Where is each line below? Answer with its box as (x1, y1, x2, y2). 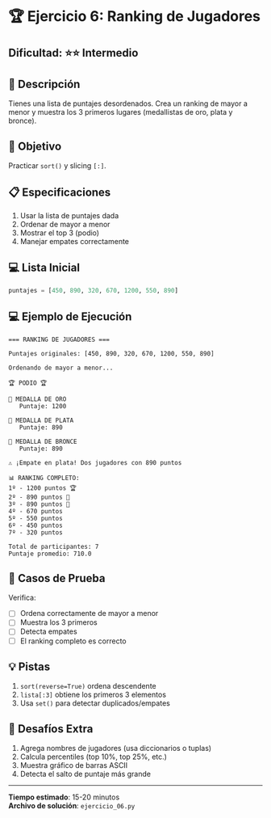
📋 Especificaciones (8, 185, 111, 199)
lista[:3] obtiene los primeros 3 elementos (19, 689, 167, 700)
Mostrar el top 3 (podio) (19, 228, 99, 238)
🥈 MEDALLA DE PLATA (8, 416, 74, 424)
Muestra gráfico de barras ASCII (19, 761, 128, 770)
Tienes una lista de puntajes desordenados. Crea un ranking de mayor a (8, 99, 248, 108)
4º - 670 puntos (8, 507, 63, 515)
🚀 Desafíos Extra (8, 722, 94, 736)
